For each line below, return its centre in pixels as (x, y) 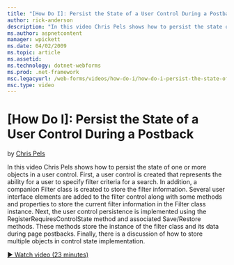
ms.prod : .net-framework (43, 72)
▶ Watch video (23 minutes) (48, 255)
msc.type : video (31, 85)
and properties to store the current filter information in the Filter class (107, 204)
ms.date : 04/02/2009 (37, 46)
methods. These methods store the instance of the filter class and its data (113, 227)
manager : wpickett (34, 40)
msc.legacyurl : (29, 78)
